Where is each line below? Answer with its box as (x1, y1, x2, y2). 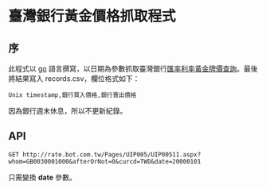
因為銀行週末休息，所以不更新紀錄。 (8, 106, 127, 115)
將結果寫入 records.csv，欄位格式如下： (8, 74, 140, 83)
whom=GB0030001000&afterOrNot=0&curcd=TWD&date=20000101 (8, 157, 201, 165)
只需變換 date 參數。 (8, 172, 77, 182)
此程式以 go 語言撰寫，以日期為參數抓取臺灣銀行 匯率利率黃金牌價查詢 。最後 (8, 64, 258, 73)
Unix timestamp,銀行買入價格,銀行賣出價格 (8, 91, 137, 99)
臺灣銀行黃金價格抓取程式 (8, 7, 177, 25)
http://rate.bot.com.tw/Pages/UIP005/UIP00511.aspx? (22, 150, 201, 159)
